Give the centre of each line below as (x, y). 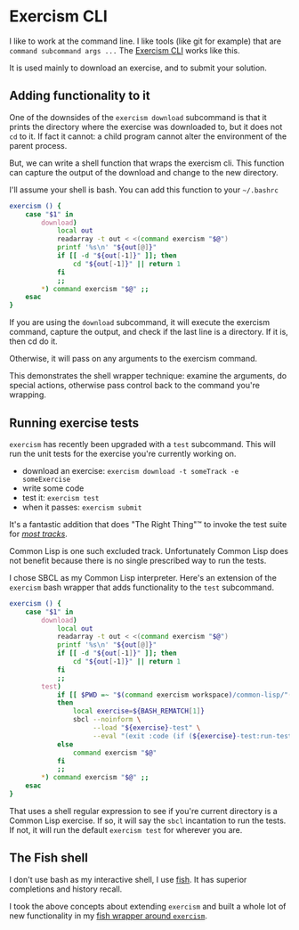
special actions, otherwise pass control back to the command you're (135, 386)
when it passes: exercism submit (82, 507)
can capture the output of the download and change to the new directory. (144, 172)
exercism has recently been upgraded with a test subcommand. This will (142, 444)
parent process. (38, 145)
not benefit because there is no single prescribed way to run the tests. (138, 560)
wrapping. (28, 395)
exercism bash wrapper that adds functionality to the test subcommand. (141, 587)
